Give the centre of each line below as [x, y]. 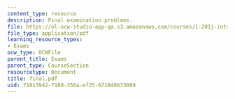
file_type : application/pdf [48, 33]
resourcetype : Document [42, 72]
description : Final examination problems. [70, 20]
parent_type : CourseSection [48, 66]
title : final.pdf [33, 78]
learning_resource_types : [45, 40]
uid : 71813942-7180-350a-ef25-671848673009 [72, 85]
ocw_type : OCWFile [34, 53]
